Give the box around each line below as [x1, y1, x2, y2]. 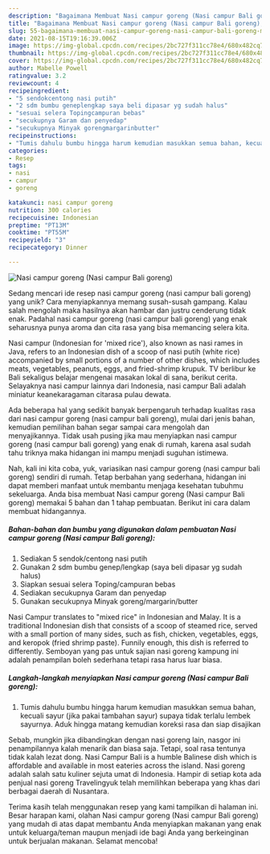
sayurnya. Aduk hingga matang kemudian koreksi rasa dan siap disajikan [19, 719, 261, 729]
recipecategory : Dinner [8, 243, 88, 252]
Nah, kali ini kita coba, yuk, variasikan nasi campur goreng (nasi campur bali [8, 463, 260, 473]
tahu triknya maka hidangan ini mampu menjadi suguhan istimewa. [8, 448, 229, 458]
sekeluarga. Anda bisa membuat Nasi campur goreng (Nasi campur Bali [8, 489, 245, 499]
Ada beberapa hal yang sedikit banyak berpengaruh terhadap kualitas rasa [8, 404, 256, 415]
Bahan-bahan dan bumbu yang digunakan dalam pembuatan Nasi [8, 524, 236, 534]
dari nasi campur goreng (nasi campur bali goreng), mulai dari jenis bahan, [8, 413, 256, 423]
